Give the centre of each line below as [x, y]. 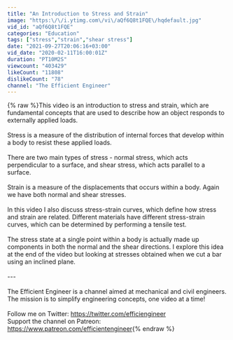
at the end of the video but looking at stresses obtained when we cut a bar [114, 254]
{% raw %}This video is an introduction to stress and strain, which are [108, 105]
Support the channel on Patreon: [54, 321]
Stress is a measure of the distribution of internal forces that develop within [116, 135]
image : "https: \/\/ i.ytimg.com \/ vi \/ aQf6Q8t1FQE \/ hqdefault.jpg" [104, 20]
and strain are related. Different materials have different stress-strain [106, 217]
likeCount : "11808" [36, 72]
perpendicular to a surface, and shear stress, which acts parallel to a [106, 165]
